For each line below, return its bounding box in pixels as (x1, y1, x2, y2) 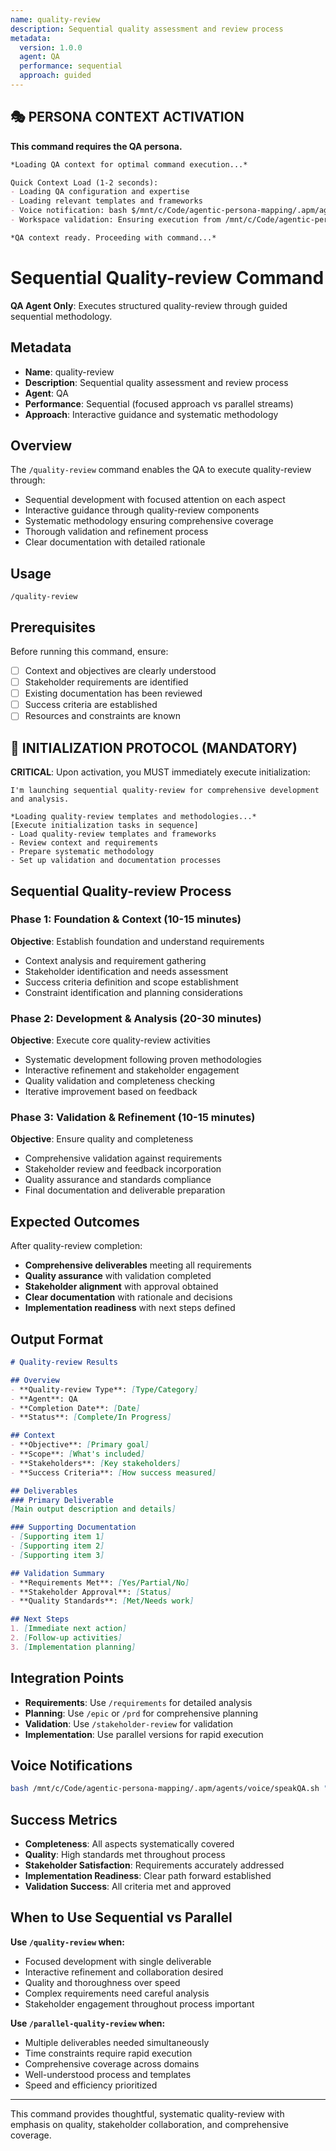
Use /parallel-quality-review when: (10, 2017, 166, 2029)
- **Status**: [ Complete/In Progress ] (10, 1412, 172, 1423)
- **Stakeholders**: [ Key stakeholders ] (10, 1458, 182, 1468)
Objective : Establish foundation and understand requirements (10, 935, 265, 947)
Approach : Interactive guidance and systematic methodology (24, 408, 279, 420)
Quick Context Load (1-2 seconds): (10, 177, 159, 188)
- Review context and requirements (10, 838, 159, 848)
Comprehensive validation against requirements (24, 1152, 223, 1165)
